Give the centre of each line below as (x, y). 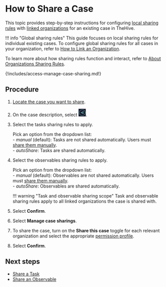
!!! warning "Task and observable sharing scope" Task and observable (85, 196)
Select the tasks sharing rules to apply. (53, 124)
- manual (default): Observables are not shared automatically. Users (83, 175)
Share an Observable (34, 279)
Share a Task (26, 274)
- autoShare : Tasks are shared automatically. (59, 150)
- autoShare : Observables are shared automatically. (66, 186)
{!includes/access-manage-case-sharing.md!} (53, 73)
